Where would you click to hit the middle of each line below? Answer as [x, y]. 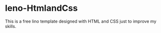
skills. [11, 26]
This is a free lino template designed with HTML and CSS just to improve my [81, 21]
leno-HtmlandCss [42, 8]
